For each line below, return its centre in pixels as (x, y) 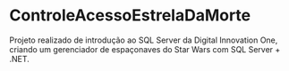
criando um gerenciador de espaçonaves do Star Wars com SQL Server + (145, 49)
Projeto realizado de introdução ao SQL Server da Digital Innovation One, (144, 40)
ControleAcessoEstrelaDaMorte (130, 16)
